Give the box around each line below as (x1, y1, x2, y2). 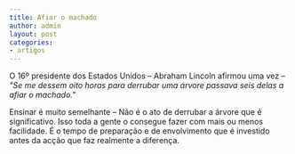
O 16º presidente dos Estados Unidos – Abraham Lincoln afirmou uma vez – (9, 70, 286, 81)
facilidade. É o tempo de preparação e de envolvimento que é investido (9, 126, 270, 136)
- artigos (9, 46, 46, 55)
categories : (9, 37, 53, 47)
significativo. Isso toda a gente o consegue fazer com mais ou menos (9, 117, 264, 127)
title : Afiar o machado (9, 12, 98, 22)
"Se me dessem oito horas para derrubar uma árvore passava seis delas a (9, 80, 284, 91)
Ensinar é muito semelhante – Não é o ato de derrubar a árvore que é (9, 107, 262, 118)
